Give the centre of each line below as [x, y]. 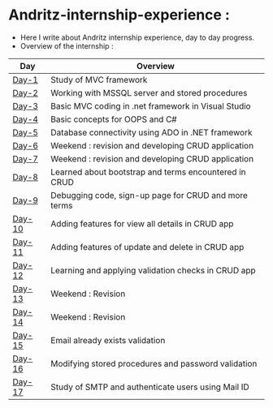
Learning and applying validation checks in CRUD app [153, 270]
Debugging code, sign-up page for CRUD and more [149, 195]
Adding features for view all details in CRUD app [142, 223]
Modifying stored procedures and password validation [154, 363]
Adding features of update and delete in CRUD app [147, 247]
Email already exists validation [108, 340]
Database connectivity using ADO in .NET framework [152, 132]
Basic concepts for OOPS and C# [114, 119]
